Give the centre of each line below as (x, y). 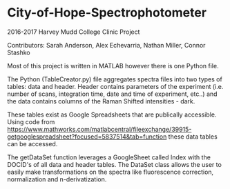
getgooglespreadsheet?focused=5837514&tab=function (87, 137)
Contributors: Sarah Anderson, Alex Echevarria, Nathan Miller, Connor (106, 45)
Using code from (31, 121)
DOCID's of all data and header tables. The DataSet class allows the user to (115, 164)
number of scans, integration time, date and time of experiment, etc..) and (112, 94)
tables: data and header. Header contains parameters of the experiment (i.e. (115, 86)
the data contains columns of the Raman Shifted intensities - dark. (101, 101)
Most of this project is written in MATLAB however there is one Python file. (113, 66)
